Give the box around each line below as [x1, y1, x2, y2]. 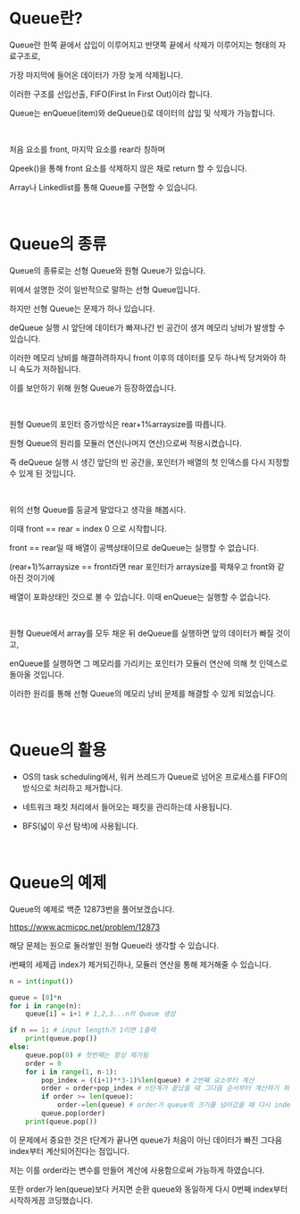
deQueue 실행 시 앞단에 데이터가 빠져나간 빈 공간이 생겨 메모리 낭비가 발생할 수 [9, 322, 286, 333]
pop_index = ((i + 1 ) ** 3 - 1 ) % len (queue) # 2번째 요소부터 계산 [41, 1075, 254, 1084]
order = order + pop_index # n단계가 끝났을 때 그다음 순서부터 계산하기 [41, 1083, 279, 1093]
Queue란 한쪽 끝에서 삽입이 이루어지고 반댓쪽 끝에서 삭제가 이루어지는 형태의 [9, 39, 277, 50]
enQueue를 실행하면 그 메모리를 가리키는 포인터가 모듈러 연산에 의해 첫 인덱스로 [9, 658, 288, 669]
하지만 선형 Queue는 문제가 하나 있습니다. [9, 303, 155, 314]
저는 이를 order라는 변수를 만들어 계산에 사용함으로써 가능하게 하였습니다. [9, 1164, 265, 1176]
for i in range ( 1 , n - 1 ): [25, 1067, 118, 1076]
